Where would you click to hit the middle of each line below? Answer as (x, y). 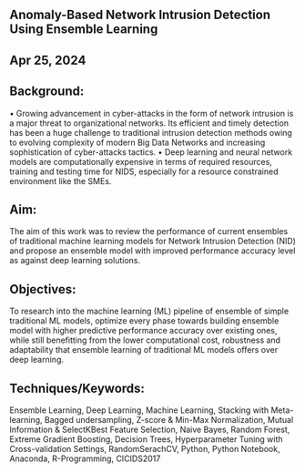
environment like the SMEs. (61, 180)
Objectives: (43, 289)
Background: (47, 92)
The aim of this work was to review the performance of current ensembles (149, 231)
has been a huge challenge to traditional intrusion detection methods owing (151, 132)
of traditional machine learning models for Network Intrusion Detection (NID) (152, 242)
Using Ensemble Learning (84, 30)
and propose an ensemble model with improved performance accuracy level (152, 251)
